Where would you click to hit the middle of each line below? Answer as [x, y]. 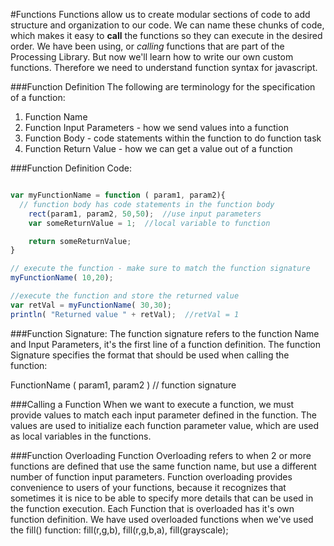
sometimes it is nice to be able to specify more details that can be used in [162, 498]
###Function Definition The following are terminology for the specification [163, 87]
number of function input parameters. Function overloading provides [151, 476]
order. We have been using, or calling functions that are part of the [147, 46]
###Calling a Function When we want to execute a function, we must [152, 404]
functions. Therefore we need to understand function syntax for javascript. [164, 67]
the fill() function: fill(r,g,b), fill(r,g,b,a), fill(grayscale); [119, 530]
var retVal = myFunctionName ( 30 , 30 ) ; [91, 305]
